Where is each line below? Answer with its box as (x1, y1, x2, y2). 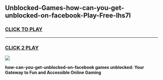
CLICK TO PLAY (5, 26, 43, 33)
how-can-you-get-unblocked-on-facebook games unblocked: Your (5, 64, 144, 70)
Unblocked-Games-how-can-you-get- (5, 4, 125, 12)
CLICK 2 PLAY (5, 44, 39, 51)
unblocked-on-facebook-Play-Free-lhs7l (5, 12, 131, 20)
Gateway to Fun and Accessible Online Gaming (5, 69, 101, 75)
